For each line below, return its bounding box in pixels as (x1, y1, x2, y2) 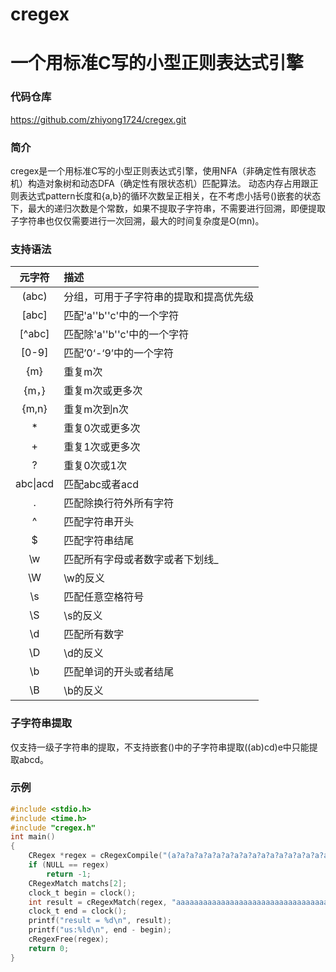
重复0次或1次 (63, 459, 127, 473)
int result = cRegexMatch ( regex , (28, 897, 168, 907)
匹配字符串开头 (63, 515, 135, 529)
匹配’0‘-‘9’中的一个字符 (63, 346, 174, 360)
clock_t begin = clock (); (28, 888, 137, 898)
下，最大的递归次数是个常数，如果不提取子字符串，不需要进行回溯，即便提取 (10, 202, 326, 214)
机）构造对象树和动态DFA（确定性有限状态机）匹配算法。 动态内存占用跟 (10, 177, 310, 189)
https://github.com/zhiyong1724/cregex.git (10, 113, 187, 125)
